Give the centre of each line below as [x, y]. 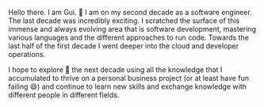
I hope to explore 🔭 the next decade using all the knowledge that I [115, 70]
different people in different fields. [64, 95]
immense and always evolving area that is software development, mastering [132, 29]
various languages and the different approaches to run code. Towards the [129, 37]
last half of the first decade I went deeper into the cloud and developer [124, 46]
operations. [27, 54]
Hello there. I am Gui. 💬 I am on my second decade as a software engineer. [130, 12]
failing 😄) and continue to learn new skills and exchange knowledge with [128, 86]
